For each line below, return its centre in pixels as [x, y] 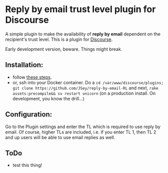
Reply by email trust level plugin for [80, 9]
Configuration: [29, 114]
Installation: [24, 65]
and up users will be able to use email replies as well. [60, 137]
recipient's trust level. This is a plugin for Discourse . [59, 39]
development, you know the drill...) [48, 98]
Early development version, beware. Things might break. [64, 49]
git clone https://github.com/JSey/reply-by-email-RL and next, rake [85, 88]
